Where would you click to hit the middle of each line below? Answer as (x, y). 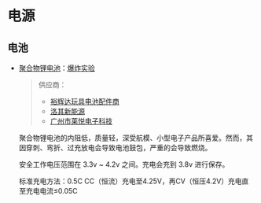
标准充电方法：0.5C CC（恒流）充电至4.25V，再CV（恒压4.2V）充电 (130, 181)
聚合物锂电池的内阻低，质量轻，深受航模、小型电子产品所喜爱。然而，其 (136, 138)
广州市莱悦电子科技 (81, 121)
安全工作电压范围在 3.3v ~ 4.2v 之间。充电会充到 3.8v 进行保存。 (124, 164)
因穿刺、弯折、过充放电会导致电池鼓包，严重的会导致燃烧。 (115, 148)
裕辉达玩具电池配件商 (85, 101)
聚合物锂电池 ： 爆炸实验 (57, 68)
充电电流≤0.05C (51, 191)
